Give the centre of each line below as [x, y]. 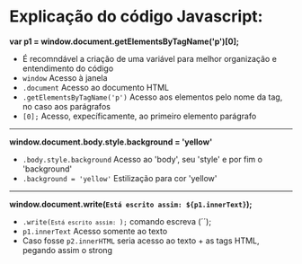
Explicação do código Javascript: [136, 17]
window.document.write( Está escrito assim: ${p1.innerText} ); [131, 204]
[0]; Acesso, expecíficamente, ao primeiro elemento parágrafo [139, 116]
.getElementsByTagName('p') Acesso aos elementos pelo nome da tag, [152, 97]
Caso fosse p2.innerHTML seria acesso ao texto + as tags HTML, [141, 241]
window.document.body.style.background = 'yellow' [111, 142]
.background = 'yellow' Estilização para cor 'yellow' [120, 178]
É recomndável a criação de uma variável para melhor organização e [149, 58]
